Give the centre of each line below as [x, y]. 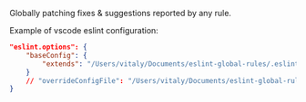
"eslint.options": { [49, 47]
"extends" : [63, 64]
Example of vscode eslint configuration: [84, 30]
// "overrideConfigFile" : [75, 80]
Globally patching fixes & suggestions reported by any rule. [121, 13]
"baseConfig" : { [57, 55]
